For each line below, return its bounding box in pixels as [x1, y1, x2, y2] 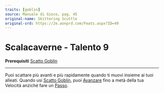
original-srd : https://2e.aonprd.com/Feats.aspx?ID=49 [5, 21, 119, 26]
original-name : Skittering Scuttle [5, 16, 78, 21]
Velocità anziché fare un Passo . [5, 83, 68, 89]
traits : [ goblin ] [5, 7, 41, 12]
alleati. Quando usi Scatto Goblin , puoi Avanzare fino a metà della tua [5, 77, 144, 83]
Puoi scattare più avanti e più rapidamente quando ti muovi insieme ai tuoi [5, 72, 154, 78]
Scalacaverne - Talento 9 [5, 42, 109, 53]
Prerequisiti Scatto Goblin [5, 58, 58, 64]
